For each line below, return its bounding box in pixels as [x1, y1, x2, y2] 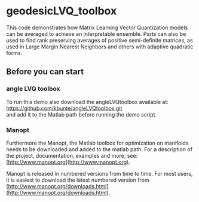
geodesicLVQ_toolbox [6, 4, 117, 18]
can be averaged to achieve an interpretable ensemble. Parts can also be [6, 30, 186, 37]
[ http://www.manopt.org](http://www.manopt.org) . [6, 158, 130, 166]
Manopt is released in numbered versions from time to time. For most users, [6, 170, 193, 177]
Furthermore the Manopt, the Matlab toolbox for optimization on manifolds [6, 139, 189, 146]
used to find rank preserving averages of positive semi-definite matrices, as [6, 36, 193, 44]
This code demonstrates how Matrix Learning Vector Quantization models [6, 24, 188, 31]
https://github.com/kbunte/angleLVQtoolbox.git [6, 105, 123, 112]
